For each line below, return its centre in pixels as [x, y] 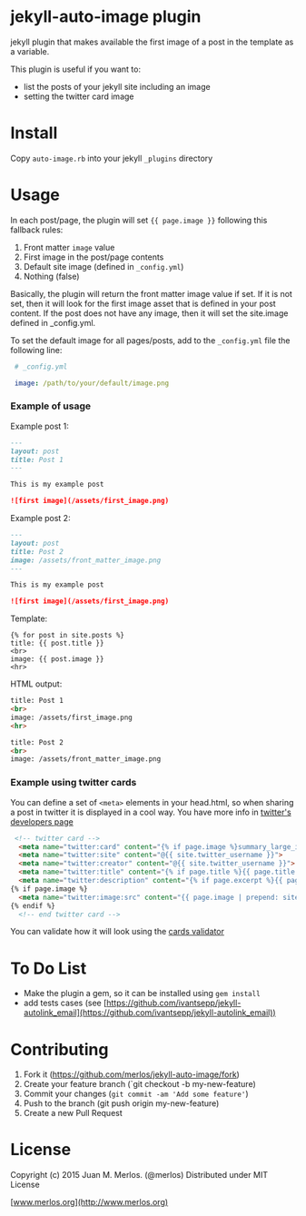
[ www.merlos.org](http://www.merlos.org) [89, 1202]
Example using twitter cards [74, 783]
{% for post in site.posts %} [68, 636]
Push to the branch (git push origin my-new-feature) [121, 1103]
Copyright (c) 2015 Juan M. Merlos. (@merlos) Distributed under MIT [139, 1175]
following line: [36, 350]
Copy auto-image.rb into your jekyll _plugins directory [112, 158]
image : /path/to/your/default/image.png [92, 383]
